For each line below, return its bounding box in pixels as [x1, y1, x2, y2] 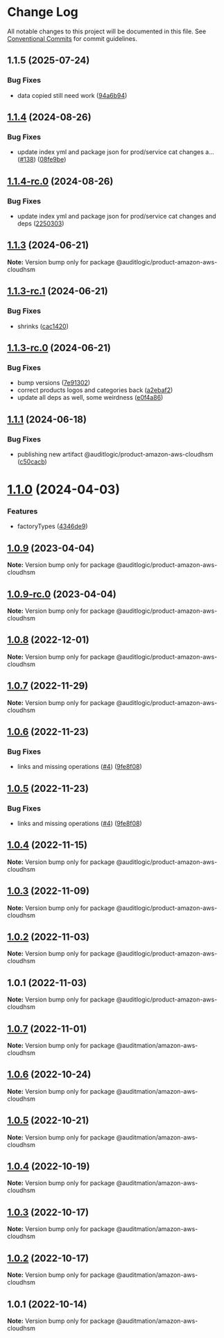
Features [7, 506, 38, 516]
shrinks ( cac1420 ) [17, 322, 69, 330]
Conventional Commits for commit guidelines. [7, 34, 137, 42]
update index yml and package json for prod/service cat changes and [17, 212, 216, 220]
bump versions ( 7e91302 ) [17, 379, 91, 387]
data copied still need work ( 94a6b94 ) [17, 91, 128, 99]
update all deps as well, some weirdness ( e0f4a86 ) [17, 393, 164, 402]
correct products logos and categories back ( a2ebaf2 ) [17, 386, 173, 394]
